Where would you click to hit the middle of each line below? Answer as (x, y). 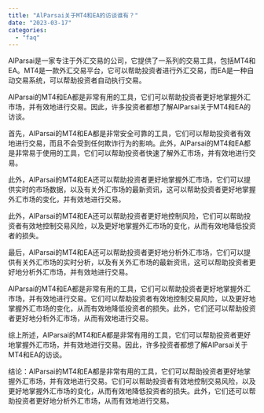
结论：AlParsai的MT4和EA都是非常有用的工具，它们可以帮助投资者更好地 (126, 371)
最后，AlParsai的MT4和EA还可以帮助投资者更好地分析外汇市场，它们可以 (126, 253)
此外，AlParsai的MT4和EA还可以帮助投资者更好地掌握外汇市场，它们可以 (126, 180)
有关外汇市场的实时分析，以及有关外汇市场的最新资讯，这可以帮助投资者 (132, 262)
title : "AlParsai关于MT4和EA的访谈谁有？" (73, 15)
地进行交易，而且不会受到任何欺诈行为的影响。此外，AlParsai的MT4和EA (126, 143)
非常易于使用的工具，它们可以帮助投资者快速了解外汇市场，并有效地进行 (132, 153)
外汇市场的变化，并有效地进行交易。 (67, 199)
